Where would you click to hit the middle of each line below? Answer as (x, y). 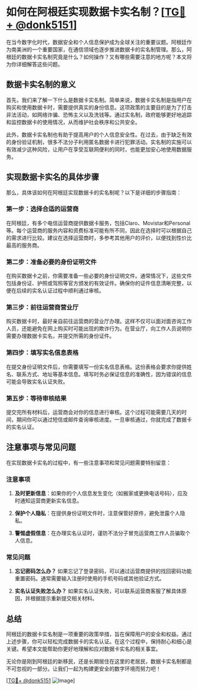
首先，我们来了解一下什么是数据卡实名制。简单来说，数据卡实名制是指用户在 (99, 100)
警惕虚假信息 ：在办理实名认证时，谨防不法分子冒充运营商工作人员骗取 (100, 533)
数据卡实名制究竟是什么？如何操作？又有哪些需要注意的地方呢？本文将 (107, 57)
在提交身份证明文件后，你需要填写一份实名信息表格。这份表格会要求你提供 (96, 367)
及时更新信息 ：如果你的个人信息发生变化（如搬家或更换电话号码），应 (98, 494)
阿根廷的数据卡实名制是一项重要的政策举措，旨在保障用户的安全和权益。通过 (99, 634)
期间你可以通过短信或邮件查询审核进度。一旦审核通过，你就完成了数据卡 (104, 420)
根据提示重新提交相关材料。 (64, 599)
